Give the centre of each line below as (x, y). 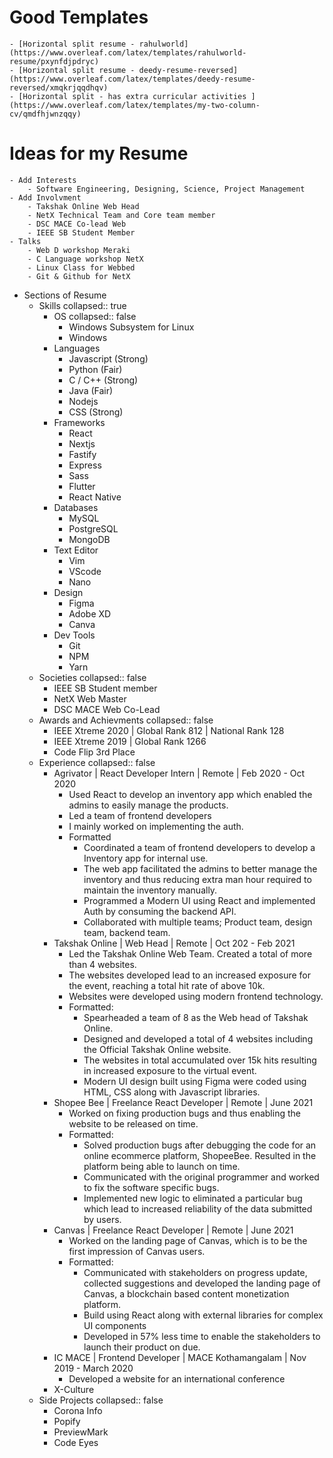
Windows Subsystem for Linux (131, 327)
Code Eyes (76, 1442)
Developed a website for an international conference (177, 1378)
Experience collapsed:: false (97, 762)
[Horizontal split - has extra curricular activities (132, 96)
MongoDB (89, 539)
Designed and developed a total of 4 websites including (198, 1038)
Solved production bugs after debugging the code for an (200, 1145)
